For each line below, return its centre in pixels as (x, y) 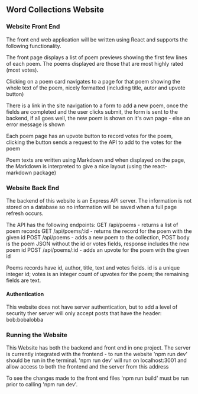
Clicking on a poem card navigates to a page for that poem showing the (93, 81)
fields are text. (24, 280)
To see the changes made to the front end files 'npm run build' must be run (98, 378)
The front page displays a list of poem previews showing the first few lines (97, 57)
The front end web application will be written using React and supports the (97, 39)
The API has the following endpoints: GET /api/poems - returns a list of (92, 225)
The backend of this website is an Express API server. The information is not (99, 200)
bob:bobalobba (25, 320)
